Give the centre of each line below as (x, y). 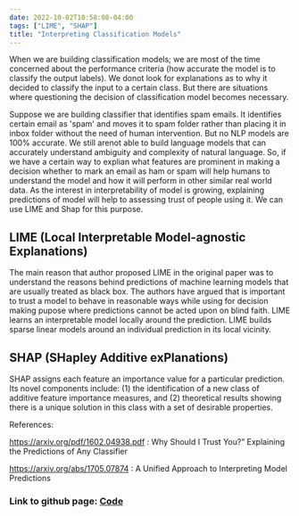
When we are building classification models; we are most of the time (135, 60)
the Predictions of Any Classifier (68, 451)
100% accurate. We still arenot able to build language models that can (137, 143)
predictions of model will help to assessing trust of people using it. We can (146, 200)
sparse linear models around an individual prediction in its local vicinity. (141, 330)
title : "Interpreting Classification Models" (95, 34)
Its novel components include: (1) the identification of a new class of (135, 388)
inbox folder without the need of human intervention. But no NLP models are (149, 134)
